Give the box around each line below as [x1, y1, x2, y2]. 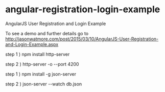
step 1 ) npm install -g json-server [5, 71, 77, 77]
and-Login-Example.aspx [5, 41, 59, 47]
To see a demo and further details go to [5, 30, 88, 36]
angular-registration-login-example [5, 4, 160, 15]
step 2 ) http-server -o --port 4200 [5, 61, 79, 67]
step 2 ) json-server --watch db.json [5, 81, 82, 87]
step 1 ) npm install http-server [5, 51, 70, 57]
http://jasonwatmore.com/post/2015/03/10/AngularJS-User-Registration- [5, 36, 159, 42]
